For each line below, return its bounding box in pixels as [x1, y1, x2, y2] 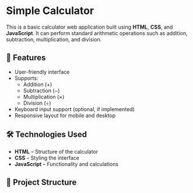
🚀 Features [6, 53, 46, 63]
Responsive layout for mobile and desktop [14, 112, 116, 119]
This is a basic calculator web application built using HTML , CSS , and [6, 23, 173, 30]
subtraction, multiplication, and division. [6, 36, 102, 43]
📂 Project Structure [6, 177, 77, 187]
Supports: [14, 74, 38, 81]
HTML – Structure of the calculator [14, 148, 99, 155]
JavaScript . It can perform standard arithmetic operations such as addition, [6, 29, 188, 36]
